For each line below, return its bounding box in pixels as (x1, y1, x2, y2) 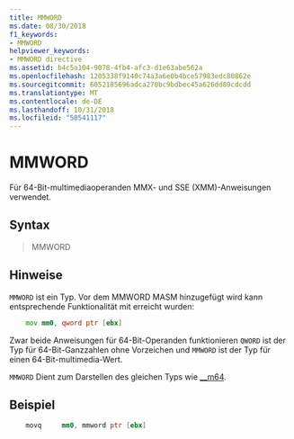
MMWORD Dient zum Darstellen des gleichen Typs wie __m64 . (9, 371, 227, 382)
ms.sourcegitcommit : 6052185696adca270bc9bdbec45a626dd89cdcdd (9, 80, 252, 89)
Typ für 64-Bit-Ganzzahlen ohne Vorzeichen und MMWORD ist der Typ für (9, 344, 272, 355)
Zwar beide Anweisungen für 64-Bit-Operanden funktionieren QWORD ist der (9, 335, 286, 345)
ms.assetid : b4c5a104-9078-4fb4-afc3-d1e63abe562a (9, 64, 203, 73)
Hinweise (9, 267, 63, 283)
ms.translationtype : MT (9, 88, 99, 97)
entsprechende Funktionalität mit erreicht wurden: (9, 300, 195, 311)
